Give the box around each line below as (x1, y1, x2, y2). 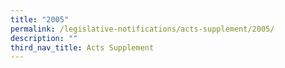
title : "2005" (10, 14, 70, 25)
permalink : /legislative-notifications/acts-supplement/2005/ (10, 24, 275, 34)
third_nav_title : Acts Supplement (10, 42, 155, 53)
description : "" (10, 33, 78, 43)
